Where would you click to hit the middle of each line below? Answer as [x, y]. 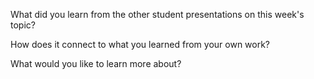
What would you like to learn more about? [96, 63]
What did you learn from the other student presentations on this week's [157, 14]
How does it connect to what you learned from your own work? [140, 44]
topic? [23, 25]
